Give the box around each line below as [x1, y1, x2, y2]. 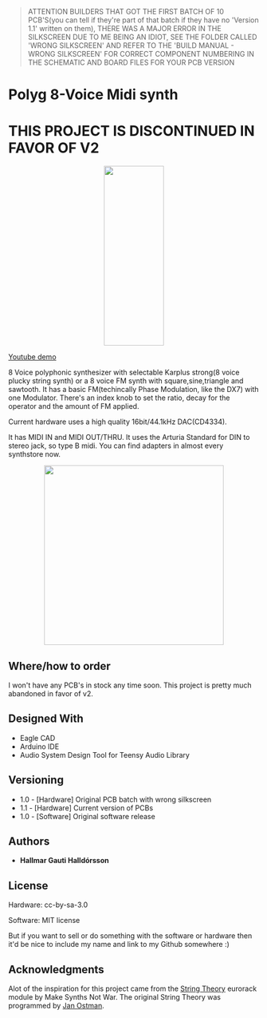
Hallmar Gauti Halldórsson [19, 856, 109, 865]
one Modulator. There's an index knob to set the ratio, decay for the [8, 393, 230, 402]
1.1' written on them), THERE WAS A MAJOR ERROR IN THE [27, 24, 222, 33]
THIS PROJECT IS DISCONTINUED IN [8, 122, 255, 141]
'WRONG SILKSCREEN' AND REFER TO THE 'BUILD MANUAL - [27, 41, 234, 50]
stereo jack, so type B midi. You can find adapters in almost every [8, 441, 224, 450]
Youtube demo [8, 352, 57, 362]
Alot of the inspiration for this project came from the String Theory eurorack [8, 984, 257, 993]
